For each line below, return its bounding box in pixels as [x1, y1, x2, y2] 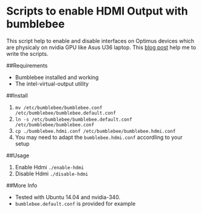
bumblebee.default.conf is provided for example [15, 200, 136, 207]
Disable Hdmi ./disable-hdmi [15, 170, 89, 177]
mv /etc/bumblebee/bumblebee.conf [15, 104, 103, 110]
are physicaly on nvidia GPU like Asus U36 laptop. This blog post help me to [6, 44, 197, 51]
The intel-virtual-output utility [15, 80, 89, 87]
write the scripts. [6, 50, 49, 57]
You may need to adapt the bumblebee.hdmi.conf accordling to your [15, 134, 183, 141]
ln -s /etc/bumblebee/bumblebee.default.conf [15, 117, 132, 123]
